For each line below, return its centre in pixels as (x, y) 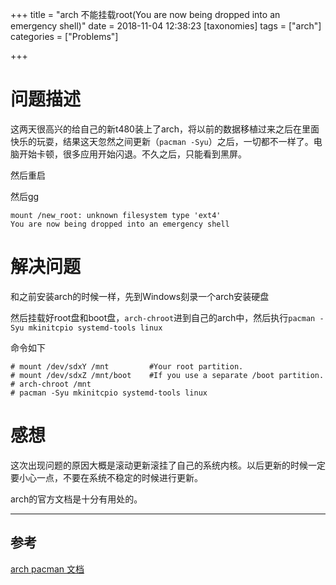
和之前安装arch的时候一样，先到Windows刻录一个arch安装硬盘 (140, 296)
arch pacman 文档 (47, 569)
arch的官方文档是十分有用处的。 (76, 499)
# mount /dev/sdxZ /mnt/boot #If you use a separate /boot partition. (167, 375)
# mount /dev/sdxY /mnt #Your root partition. (127, 366)
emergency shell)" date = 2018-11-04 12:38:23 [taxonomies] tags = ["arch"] (166, 26)
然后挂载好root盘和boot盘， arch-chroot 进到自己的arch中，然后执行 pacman (163, 317)
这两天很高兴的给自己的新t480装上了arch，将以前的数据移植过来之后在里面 (165, 129)
